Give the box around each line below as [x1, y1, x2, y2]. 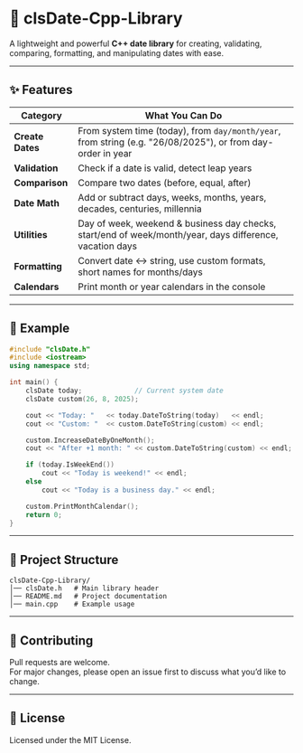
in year [103, 146, 133, 159]
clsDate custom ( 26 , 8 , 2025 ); [25, 394, 140, 403]
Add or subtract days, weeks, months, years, [78, 191, 267, 203]
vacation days [78, 240, 138, 252]
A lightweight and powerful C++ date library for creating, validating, [9, 38, 262, 49]
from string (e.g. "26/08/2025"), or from [78, 136, 251, 148]
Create [14, 130, 44, 143]
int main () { [9, 378, 59, 387]
